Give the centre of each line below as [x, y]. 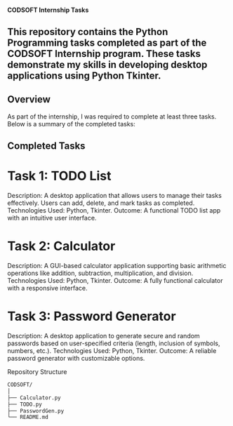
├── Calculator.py [34, 398]
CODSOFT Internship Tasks [48, 10]
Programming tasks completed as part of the [107, 42]
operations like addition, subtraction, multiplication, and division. [100, 273]
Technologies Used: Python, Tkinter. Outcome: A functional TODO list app [114, 211]
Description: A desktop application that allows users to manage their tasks [115, 196]
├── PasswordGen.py [36, 411]
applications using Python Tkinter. [84, 75]
